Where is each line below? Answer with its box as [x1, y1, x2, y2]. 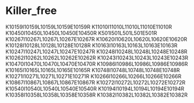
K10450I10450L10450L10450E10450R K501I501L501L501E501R [5, 29, 158, 36]
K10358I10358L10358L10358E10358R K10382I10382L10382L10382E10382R [5, 91, 188, 98]
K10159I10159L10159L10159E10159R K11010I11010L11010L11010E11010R [5, 23, 172, 30]
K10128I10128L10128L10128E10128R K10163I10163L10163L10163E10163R [5, 42, 178, 49]
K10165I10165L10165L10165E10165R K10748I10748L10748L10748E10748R [5, 66, 180, 73]
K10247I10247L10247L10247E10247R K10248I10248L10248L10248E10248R [5, 48, 188, 55]
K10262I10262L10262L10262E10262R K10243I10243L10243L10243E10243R [5, 54, 189, 61]
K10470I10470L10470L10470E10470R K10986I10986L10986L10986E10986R [5, 60, 188, 68]
